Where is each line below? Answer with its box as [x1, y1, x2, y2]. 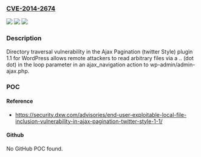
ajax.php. [6, 67, 30, 74]
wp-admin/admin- [149, 61, 196, 68]
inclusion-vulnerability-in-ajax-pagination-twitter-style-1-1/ [15, 117, 163, 125]
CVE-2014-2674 [6, 4, 56, 13]
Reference [6, 97, 33, 105]
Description [6, 34, 42, 43]
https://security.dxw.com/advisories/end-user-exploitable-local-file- [15, 111, 187, 118]
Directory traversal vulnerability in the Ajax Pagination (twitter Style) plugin [6, 47, 193, 55]
